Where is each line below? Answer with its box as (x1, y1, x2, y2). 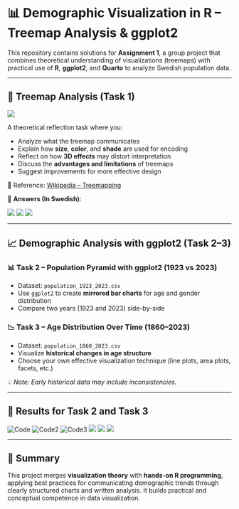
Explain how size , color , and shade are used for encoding (17, 144, 188, 153)
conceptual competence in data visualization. (7, 494, 141, 503)
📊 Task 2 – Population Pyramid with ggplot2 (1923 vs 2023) (7, 263, 218, 273)
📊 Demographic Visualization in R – (7, 5, 222, 21)
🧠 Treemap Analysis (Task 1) (7, 91, 135, 103)
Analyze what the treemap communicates (17, 136, 140, 145)
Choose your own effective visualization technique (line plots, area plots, (17, 356, 231, 365)
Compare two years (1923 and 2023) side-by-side (17, 304, 165, 313)
